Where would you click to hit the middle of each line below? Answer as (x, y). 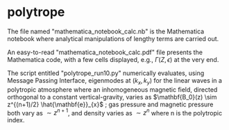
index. (16, 120)
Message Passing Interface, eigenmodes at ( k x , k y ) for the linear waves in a (114, 81)
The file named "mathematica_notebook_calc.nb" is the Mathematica (106, 31)
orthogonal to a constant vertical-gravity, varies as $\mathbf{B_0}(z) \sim (112, 97)
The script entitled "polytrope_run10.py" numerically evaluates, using (106, 73)
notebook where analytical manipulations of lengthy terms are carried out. (113, 38)
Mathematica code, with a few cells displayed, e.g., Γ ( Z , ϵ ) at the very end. (113, 59)
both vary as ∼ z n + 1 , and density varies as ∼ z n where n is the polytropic (115, 112)
